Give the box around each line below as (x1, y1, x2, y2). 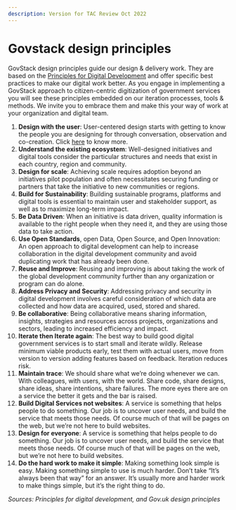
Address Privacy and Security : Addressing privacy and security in (18, 286, 211, 295)
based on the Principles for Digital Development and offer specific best (8, 71, 214, 79)
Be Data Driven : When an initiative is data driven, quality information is (18, 212, 223, 220)
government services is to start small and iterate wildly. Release (18, 339, 203, 348)
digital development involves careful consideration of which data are (18, 294, 217, 302)
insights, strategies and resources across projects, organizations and (18, 317, 218, 325)
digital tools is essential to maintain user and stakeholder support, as (18, 197, 217, 205)
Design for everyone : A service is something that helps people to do (18, 428, 217, 437)
